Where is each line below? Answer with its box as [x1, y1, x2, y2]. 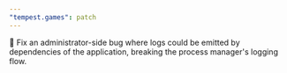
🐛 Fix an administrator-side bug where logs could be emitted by [9, 37, 240, 47]
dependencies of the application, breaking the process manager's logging [9, 46, 278, 57]
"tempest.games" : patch [9, 12, 97, 22]
